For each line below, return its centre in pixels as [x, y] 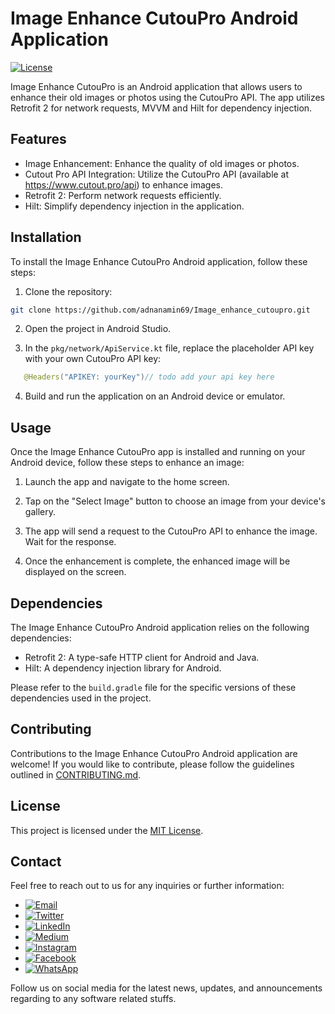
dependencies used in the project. [81, 698]
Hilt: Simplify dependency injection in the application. [134, 206]
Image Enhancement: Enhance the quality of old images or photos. [162, 163]
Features [38, 139]
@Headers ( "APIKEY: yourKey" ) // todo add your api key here [149, 377]
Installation [46, 237]
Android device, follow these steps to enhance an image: [127, 463]
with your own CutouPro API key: [93, 359]
